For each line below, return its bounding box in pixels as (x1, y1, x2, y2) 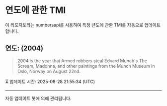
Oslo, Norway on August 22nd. (17, 68, 81, 74)
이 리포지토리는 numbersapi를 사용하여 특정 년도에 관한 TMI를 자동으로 (5, 22, 144, 28)
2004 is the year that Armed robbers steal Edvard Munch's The (17, 58, 148, 64)
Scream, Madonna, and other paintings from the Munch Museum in (17, 63, 155, 69)
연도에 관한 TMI (5, 4, 66, 16)
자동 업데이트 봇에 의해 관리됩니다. (5, 95, 72, 101)
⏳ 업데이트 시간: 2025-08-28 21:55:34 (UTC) (5, 78, 95, 85)
